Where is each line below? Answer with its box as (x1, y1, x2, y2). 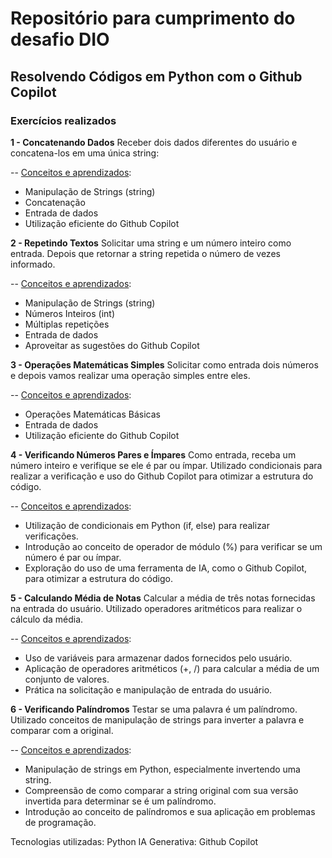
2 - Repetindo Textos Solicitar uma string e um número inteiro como (10, 237, 292, 249)
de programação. (24, 816, 97, 828)
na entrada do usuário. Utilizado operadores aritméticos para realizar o (10, 602, 303, 614)
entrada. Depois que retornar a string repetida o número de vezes (10, 247, 281, 259)
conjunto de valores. (24, 673, 110, 685)
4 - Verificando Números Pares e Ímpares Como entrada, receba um (10, 448, 297, 461)
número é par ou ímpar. (24, 551, 122, 563)
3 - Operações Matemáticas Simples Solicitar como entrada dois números (10, 358, 319, 371)
